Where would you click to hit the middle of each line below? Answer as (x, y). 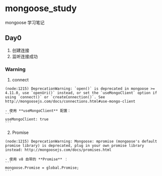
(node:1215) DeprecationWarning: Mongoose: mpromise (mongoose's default (81, 142)
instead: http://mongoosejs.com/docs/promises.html (58, 150)
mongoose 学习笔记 (25, 22)
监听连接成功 (25, 56)
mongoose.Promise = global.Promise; (42, 168)
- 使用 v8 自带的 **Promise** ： (37, 160)
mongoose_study (41, 8)
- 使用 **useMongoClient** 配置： (38, 111)
